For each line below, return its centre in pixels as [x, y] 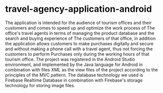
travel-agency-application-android [79, 9]
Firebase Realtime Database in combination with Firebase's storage [74, 80]
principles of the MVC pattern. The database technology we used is [74, 75]
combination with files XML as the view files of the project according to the [82, 69]
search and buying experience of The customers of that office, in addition [81, 38]
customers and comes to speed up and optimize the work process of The [80, 28]
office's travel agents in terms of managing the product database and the [80, 33]
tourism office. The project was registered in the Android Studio [70, 59]
